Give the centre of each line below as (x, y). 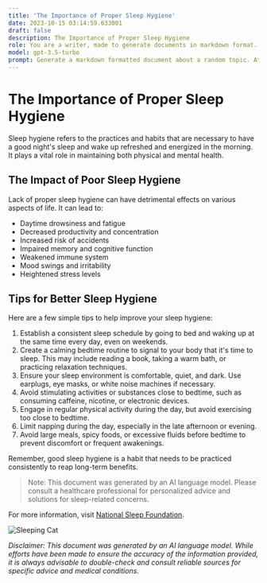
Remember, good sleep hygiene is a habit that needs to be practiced (120, 459)
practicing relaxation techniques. (74, 367)
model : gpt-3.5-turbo (44, 52)
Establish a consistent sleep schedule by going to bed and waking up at (137, 333)
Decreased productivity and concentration (89, 231)
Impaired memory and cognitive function (86, 248)
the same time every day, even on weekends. (94, 342)
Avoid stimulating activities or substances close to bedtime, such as (131, 393)
